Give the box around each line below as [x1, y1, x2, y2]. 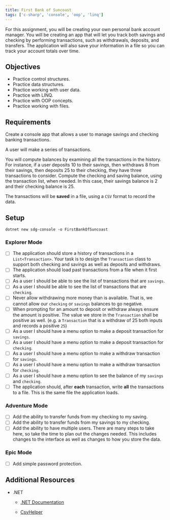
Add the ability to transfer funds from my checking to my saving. [12, 414, 148, 420]
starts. [12, 273, 26, 279]
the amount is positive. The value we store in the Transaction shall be [12, 311, 159, 318]
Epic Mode [5, 449, 32, 456]
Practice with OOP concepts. [12, 98, 74, 104]
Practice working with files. [12, 103, 70, 109]
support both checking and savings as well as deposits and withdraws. [12, 262, 161, 268]
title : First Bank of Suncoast [5, 7, 72, 13]
